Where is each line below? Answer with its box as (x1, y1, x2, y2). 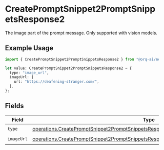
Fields (5, 102, 24, 110)
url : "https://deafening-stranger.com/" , (14, 79, 99, 84)
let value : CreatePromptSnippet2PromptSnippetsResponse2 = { (5, 66, 132, 71)
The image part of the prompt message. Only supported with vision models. (5, 30, 158, 36)
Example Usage (5, 44, 54, 52)
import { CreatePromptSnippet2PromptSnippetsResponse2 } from (5, 57, 134, 62)
